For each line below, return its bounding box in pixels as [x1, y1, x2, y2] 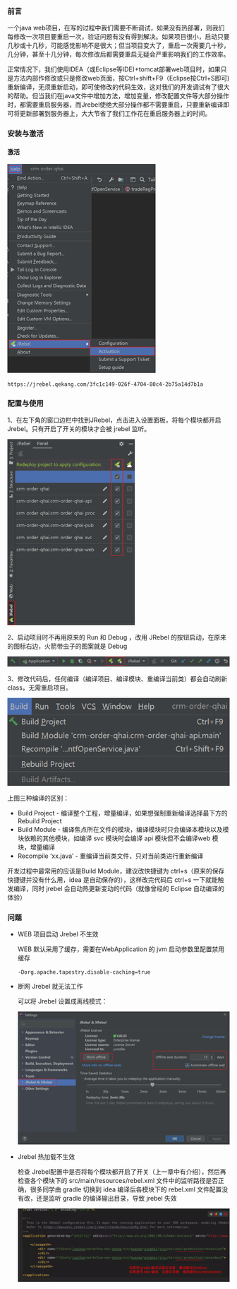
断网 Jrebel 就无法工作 [17, 982, 83, 991]
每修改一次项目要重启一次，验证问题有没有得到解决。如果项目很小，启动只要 [7, 33, 230, 41]
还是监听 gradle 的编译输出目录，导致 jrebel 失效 [36, 1194, 178, 1202]
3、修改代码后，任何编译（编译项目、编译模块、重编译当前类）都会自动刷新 [7, 674, 228, 683]
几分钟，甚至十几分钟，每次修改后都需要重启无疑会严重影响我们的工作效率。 [7, 50, 230, 59]
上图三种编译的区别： [7, 794, 69, 803]
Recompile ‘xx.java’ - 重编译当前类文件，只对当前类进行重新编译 [17, 852, 204, 860]
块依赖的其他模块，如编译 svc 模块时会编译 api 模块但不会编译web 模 [17, 834, 219, 842]
